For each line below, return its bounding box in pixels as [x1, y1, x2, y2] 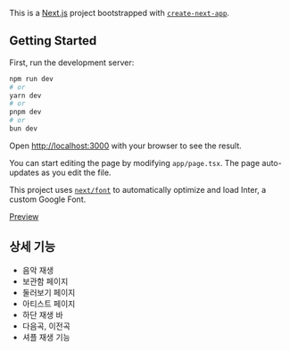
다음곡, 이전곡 [21, 321, 71, 331]
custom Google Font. [9, 194, 87, 205]
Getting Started [9, 33, 97, 48]
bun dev [9, 124, 38, 133]
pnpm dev [9, 107, 42, 117]
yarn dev [9, 91, 42, 100]
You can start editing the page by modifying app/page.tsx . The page [9, 157, 261, 168]
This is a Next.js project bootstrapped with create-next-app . [9, 8, 230, 18]
